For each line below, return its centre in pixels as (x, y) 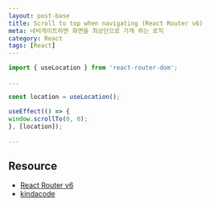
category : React (35, 38)
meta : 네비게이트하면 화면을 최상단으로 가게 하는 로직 (86, 31)
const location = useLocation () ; (64, 97)
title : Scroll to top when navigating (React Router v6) (106, 23)
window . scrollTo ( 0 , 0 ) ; (48, 119)
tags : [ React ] (32, 46)
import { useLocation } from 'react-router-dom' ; (93, 68)
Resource (33, 166)
